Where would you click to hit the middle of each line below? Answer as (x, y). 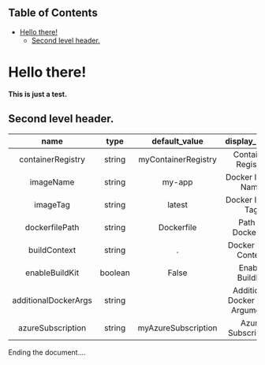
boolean (115, 273)
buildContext (52, 250)
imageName (52, 182)
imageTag (52, 204)
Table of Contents (53, 13)
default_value (177, 141)
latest (177, 204)
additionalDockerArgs (52, 300)
